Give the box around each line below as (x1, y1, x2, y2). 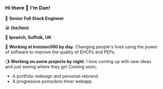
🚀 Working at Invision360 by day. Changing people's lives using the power (5, 44, 158, 50)
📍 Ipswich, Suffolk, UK (5, 34, 52, 41)
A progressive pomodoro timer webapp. (12, 78, 93, 85)
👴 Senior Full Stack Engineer (5, 16, 64, 22)
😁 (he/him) (5, 25, 29, 31)
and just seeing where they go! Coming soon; (5, 64, 97, 70)
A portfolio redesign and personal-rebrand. (12, 73, 100, 79)
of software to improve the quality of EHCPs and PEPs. (5, 49, 116, 55)
